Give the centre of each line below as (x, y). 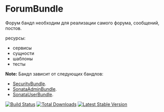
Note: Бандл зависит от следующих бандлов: (54, 73)
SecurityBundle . (29, 84)
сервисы (22, 48)
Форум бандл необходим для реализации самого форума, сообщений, (83, 23)
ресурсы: (15, 38)
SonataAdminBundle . (35, 89)
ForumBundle (34, 9)
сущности (23, 53)
